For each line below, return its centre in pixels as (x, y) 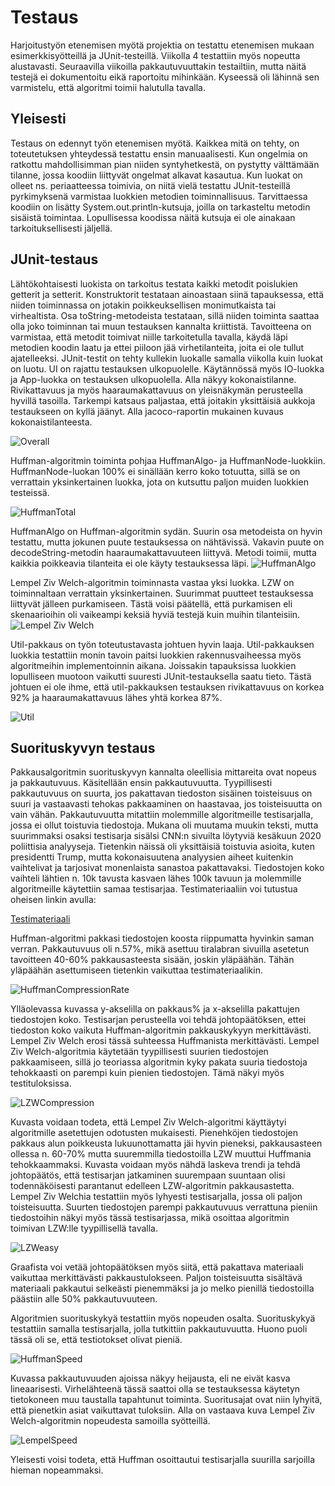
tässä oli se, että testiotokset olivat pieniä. (96, 1340)
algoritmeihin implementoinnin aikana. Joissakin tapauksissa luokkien (153, 665)
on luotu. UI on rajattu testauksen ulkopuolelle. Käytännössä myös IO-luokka (167, 368)
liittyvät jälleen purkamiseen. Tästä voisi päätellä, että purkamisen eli (151, 603)
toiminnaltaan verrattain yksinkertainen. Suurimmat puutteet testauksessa (162, 593)
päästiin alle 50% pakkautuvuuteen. (84, 1299)
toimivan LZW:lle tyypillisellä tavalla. (84, 1228)
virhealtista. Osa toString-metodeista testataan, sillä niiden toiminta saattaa (165, 315)
